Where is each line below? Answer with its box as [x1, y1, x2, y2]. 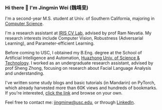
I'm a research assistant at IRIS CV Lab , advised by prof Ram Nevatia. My [5, 30, 152, 36]
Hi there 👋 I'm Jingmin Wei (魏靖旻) [5, 4, 89, 11]
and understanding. [5, 70, 45, 76]
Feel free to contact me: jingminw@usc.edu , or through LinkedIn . [5, 99, 135, 105]
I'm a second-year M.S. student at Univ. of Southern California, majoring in [5, 16, 155, 21]
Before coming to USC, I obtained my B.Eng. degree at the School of [5, 50, 142, 56]
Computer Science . [5, 21, 44, 27]
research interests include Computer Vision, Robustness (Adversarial [5, 35, 144, 41]
